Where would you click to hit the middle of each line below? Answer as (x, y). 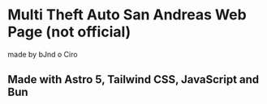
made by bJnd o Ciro (43, 54)
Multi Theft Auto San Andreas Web (127, 15)
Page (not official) (69, 32)
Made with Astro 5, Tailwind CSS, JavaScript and (133, 79)
